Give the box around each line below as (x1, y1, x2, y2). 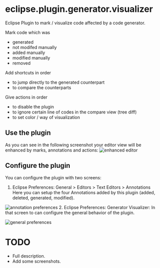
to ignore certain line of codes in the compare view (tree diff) (12, 109, 137, 115)
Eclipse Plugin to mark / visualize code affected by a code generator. (5, 20, 146, 26)
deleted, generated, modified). (12, 195, 75, 201)
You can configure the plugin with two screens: (5, 174, 102, 180)
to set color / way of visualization (12, 114, 80, 120)
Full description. (12, 253, 46, 259)
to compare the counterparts (12, 84, 71, 90)
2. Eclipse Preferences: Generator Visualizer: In (58, 204, 155, 210)
